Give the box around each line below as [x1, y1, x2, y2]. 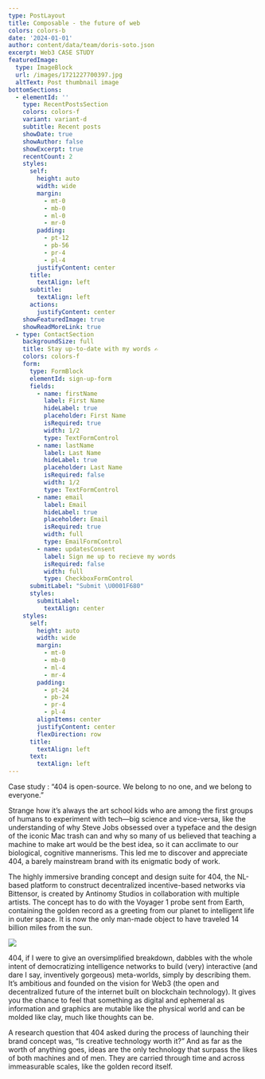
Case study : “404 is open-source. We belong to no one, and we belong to [8, 782, 252, 791]
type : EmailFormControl [43, 538, 123, 546]
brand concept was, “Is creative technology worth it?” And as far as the [8, 1037, 243, 1046]
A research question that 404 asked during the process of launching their [8, 1028, 249, 1037]
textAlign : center [43, 604, 105, 612]
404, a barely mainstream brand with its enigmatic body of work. [8, 857, 220, 865]
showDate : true [22, 130, 73, 138]
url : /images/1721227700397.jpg [15, 71, 123, 79]
